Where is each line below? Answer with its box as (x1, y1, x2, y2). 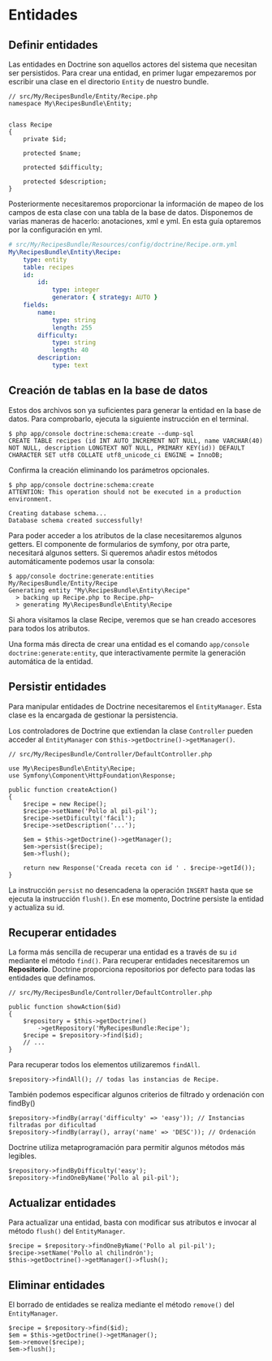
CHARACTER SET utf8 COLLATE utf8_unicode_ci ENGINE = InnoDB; (8, 450, 223, 459)
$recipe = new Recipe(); (23, 799, 107, 808)
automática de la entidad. (8, 656, 93, 666)
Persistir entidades (8, 680, 107, 694)
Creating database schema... (8, 509, 107, 517)
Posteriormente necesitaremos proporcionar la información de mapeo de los (8, 199, 264, 209)
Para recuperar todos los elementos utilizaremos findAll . (8, 1060, 201, 1070)
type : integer (51, 286, 100, 294)
